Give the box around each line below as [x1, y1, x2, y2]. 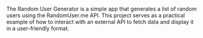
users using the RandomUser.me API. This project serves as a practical [6, 12, 185, 19]
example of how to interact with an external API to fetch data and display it [6, 18, 194, 25]
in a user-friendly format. [6, 25, 70, 32]
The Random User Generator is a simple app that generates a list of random [6, 6, 197, 12]
